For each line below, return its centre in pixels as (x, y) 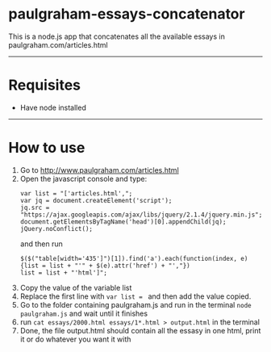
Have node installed (53, 107)
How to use (47, 148)
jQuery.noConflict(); (56, 228)
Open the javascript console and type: (83, 178)
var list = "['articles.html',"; (76, 193)
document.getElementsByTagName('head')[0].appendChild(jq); (123, 222)
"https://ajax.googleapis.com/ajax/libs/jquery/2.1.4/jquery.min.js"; (141, 215)
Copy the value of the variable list (76, 287)
